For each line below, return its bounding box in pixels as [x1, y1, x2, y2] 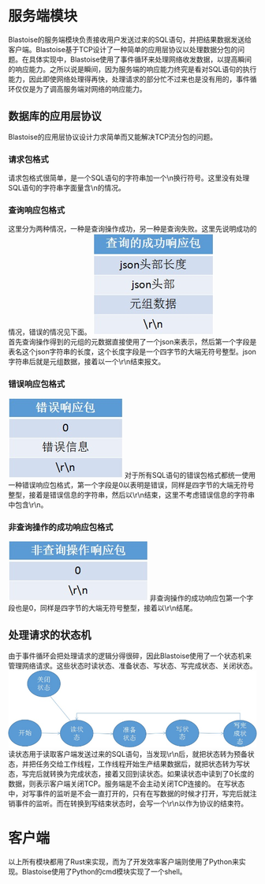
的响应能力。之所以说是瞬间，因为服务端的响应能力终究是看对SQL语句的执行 [8, 64, 257, 73]
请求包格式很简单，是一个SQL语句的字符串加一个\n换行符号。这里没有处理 [8, 173, 250, 182]
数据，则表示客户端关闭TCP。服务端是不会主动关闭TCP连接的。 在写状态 [8, 779, 245, 788]
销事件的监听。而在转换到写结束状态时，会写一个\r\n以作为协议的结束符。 [8, 799, 248, 808]
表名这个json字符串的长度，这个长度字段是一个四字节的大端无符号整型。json [8, 347, 256, 356]
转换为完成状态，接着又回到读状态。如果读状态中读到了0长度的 [49, 769, 255, 778]
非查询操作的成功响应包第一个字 [149, 593, 254, 603]
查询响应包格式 [8, 205, 65, 216]
